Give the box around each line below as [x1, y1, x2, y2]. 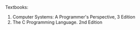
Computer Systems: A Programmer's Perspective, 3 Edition [12, 14, 135, 19]
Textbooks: [5, 4, 29, 10]
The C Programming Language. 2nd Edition [12, 19, 103, 25]
